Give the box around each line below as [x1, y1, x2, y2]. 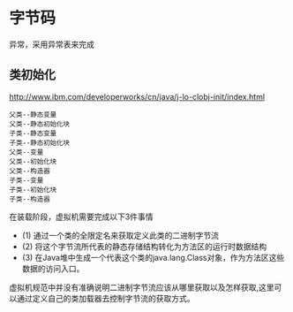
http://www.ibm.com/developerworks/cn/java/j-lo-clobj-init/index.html [9, 91, 266, 102]
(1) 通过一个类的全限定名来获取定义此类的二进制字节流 [21, 230, 219, 240]
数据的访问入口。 [21, 263, 85, 274]
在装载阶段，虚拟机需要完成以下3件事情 [9, 211, 154, 222]
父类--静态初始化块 [9, 119, 71, 128]
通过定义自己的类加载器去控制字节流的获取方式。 [16, 293, 195, 303]
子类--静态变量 [9, 129, 57, 138]
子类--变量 [9, 176, 44, 185]
